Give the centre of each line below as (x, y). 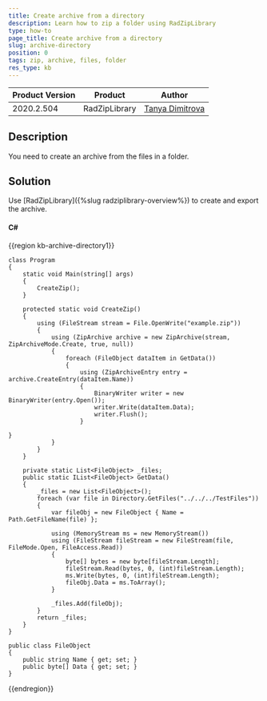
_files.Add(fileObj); (87, 603)
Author (175, 95)
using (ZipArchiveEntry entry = (133, 372)
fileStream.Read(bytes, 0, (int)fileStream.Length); (155, 568)
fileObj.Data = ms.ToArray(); (116, 582)
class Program (32, 260)
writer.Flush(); (121, 414)
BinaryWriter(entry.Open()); (57, 400)
